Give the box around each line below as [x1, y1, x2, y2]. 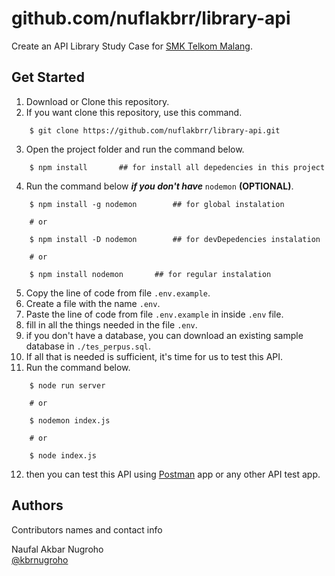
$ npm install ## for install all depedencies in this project [29, 162, 326, 172]
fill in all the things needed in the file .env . [25, 318, 198, 331]
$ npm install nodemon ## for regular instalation [29, 269, 272, 279]
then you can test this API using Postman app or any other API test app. [25, 468, 321, 480]
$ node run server [29, 380, 106, 391]
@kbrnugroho [11, 553, 69, 566]
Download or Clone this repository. [25, 95, 170, 107]
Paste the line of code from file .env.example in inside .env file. [25, 308, 284, 320]
